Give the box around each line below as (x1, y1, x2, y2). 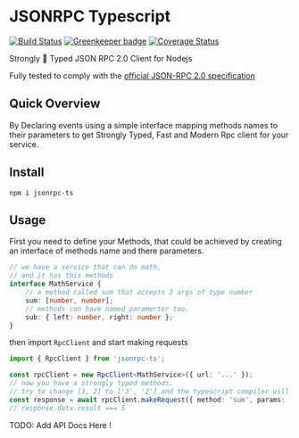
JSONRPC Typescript (9, 6, 171, 27)
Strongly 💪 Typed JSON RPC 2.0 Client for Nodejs (9, 53, 193, 63)
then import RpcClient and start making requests (9, 337, 189, 348)
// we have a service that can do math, (9, 263, 162, 272)
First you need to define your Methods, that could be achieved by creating (9, 236, 283, 247)
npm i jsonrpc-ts (9, 188, 74, 197)
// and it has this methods (9, 271, 114, 280)
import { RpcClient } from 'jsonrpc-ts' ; (9, 354, 166, 363)
